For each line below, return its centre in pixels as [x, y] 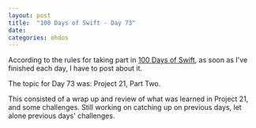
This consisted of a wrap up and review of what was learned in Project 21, [128, 99]
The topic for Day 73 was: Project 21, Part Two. [85, 84]
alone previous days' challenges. [62, 116]
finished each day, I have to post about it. [75, 69]
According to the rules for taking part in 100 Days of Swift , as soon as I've [128, 60]
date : [17, 30]
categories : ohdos [38, 38]
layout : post [30, 15]
